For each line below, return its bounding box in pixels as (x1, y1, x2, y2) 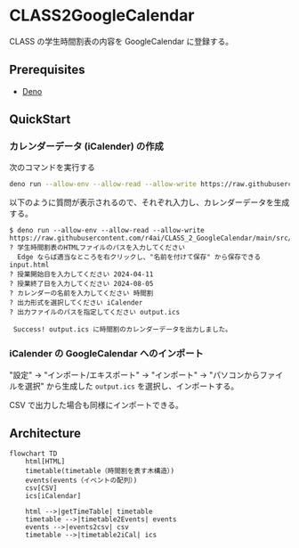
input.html (9, 260, 50, 270)
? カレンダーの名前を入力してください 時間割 (9, 289, 154, 299)
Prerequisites (9, 62, 85, 78)
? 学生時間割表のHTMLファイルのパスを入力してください (9, 243, 185, 252)
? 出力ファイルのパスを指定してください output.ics (9, 308, 181, 317)
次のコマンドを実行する (9, 162, 95, 173)
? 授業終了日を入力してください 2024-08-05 (9, 280, 154, 289)
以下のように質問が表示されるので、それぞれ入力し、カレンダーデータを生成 (9, 197, 290, 208)
